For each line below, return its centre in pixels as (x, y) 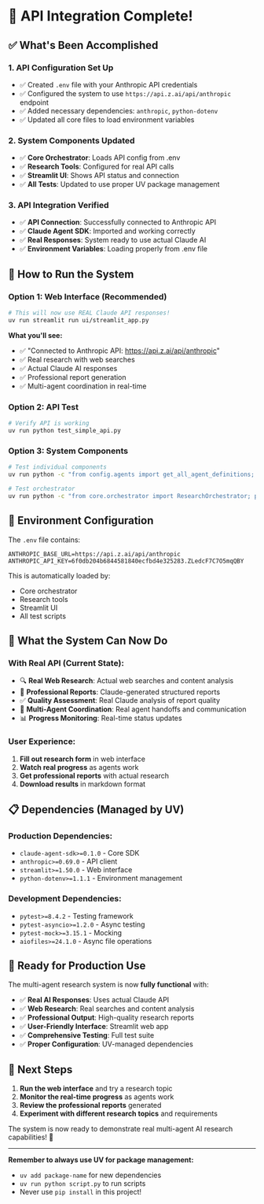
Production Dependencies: (60, 836)
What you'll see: (35, 335)
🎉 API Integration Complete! (101, 16)
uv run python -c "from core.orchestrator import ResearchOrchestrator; (130, 496)
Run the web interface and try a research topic (96, 1089)
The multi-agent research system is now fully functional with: (109, 985)
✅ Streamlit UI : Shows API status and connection (99, 176)
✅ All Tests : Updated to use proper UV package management (119, 184)
